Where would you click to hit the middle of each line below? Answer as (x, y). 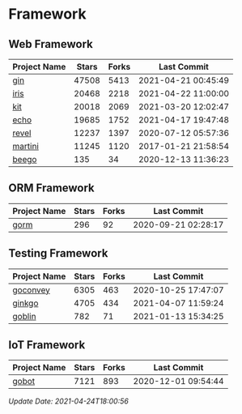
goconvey (32, 290)
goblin (24, 316)
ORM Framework (51, 188)
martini (25, 146)
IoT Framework (47, 345)
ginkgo (25, 303)
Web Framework (51, 44)
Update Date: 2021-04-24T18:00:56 (69, 401)
